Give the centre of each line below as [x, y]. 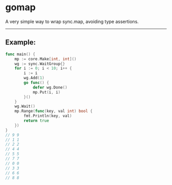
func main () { [20, 54]
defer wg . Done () [50, 87]
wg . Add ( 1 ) [34, 78]
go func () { [37, 83]
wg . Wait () [25, 106]
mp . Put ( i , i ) [46, 92]
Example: [20, 42]
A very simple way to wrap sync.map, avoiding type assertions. [72, 21]
